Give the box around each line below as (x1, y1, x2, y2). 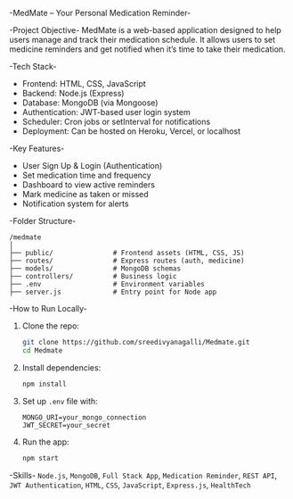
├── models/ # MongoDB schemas (9, 264, 181, 273)
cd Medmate (21, 345, 63, 355)
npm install (21, 379, 67, 388)
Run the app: (21, 437, 69, 447)
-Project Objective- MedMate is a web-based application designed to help (9, 25, 282, 35)
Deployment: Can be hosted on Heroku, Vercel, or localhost (21, 126, 241, 137)
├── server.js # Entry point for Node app (9, 287, 217, 296)
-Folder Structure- (9, 216, 77, 226)
